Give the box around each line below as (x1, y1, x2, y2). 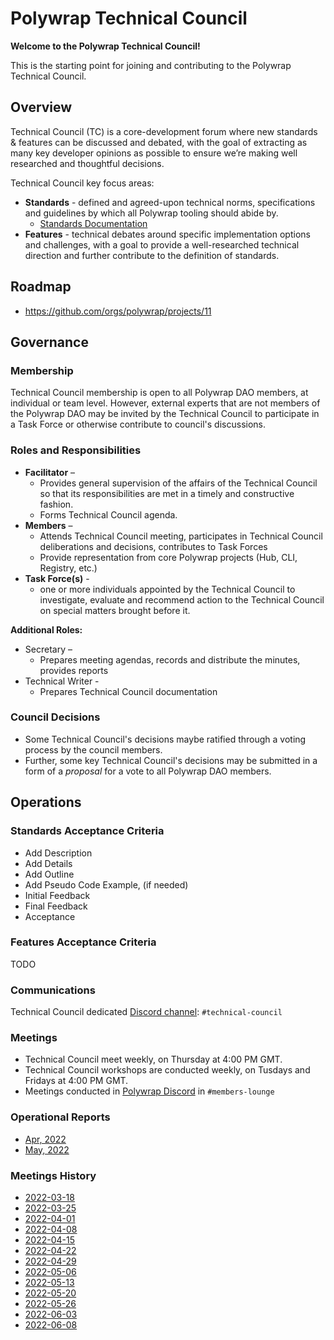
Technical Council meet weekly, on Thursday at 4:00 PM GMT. (24, 1053, 283, 1066)
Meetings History (10, 1168, 97, 1182)
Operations (10, 794, 82, 811)
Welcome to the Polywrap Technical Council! (10, 40, 201, 52)
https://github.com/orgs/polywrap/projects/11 (24, 305, 212, 317)
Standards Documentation (39, 217, 148, 229)
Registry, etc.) (39, 562, 98, 574)
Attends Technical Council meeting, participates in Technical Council (39, 530, 323, 542)
